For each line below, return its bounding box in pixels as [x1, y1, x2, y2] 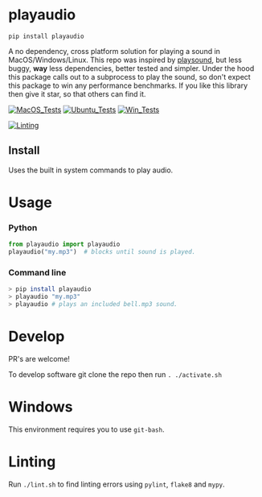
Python [8, 222, 38, 233]
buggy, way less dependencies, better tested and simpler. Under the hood [8, 63, 255, 73]
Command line [8, 267, 67, 278]
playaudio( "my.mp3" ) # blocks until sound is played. [8, 248, 196, 256]
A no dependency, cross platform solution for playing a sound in [8, 46, 221, 56]
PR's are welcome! [8, 354, 71, 363]
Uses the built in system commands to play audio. [8, 165, 174, 175]
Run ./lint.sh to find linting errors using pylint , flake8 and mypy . [8, 479, 225, 489]
